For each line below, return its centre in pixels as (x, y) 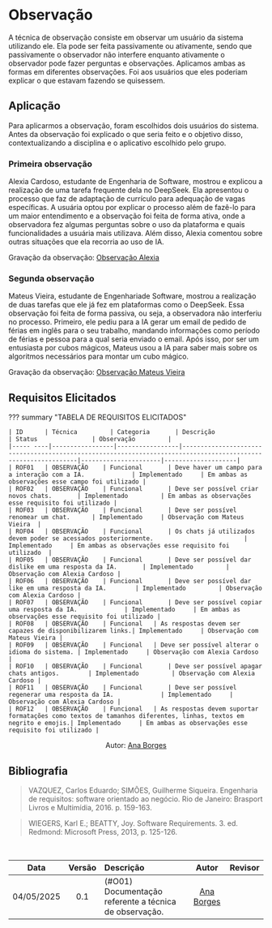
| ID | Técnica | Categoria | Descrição (112, 432)
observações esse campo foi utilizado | (78, 482)
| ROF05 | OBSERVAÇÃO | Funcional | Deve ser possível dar (130, 560)
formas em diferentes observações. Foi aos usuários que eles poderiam (128, 71)
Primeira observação (51, 164)
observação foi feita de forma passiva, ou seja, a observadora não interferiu (135, 313)
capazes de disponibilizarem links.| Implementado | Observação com (134, 631)
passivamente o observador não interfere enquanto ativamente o (117, 54)
